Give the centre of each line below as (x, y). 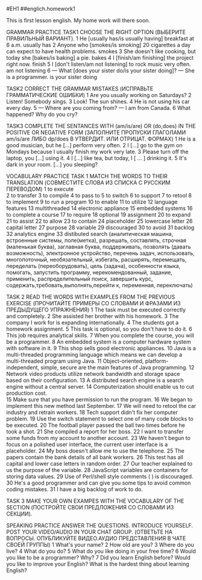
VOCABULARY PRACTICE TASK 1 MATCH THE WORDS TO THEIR (87, 176)
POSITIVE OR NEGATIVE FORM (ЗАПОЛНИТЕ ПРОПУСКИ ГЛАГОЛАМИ (96, 132)
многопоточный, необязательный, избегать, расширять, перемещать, (96, 260)
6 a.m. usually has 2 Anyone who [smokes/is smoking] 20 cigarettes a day (99, 45)
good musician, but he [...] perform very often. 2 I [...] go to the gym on (94, 145)
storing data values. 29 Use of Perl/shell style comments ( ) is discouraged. (100, 476)
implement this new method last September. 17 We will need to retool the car (101, 406)
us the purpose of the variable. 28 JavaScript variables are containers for (97, 470)
